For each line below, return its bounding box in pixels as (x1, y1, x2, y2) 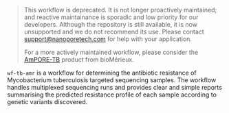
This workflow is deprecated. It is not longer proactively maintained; (23, 6, 217, 14)
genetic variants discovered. (7, 98, 88, 105)
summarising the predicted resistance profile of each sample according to (7, 90, 217, 99)
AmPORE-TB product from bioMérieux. (23, 55, 134, 64)
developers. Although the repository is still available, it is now (23, 21, 198, 28)
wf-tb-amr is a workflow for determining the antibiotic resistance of (7, 68, 197, 77)
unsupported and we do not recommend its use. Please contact (23, 27, 204, 36)
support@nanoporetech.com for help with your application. (23, 35, 193, 43)
